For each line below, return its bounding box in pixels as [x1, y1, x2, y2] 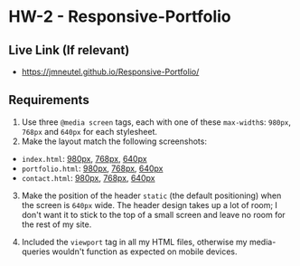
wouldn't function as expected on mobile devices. [52, 246, 238, 257]
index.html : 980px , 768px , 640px [21, 153, 147, 164]
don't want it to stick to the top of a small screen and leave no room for [21, 209, 286, 220]
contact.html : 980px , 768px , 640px [21, 172, 155, 183]
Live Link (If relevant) [8, 43, 130, 58]
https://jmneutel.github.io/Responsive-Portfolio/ [21, 66, 200, 77]
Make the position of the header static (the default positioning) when [21, 190, 282, 201]
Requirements [8, 92, 89, 108]
